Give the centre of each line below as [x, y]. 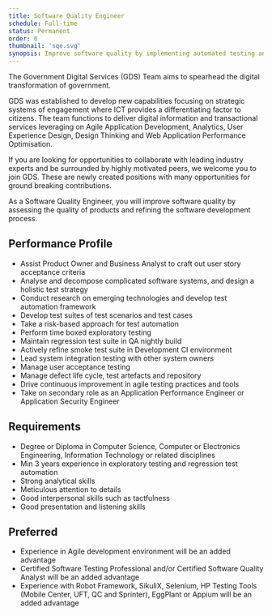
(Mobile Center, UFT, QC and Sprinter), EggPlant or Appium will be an [136, 595]
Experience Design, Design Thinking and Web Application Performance [127, 135]
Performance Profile [61, 244]
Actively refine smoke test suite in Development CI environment [126, 349]
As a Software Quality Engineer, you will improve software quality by [122, 201]
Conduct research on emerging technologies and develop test [123, 297]
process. [23, 218]
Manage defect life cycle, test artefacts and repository [110, 375]
